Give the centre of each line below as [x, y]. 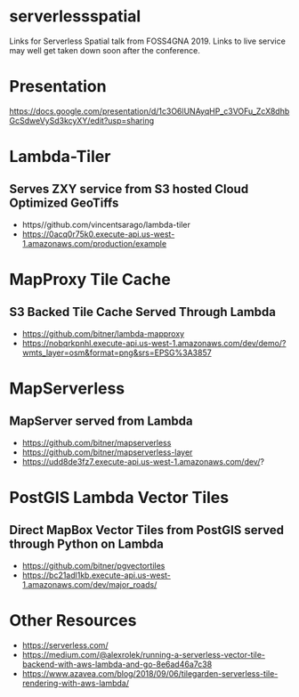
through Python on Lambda [87, 544]
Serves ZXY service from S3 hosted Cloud [129, 189]
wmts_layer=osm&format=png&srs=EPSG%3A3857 [117, 353]
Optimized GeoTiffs [64, 203]
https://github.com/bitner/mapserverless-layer [107, 452]
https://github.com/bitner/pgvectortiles [93, 565]
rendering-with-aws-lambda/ [75, 683]
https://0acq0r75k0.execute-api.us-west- [98, 234]
